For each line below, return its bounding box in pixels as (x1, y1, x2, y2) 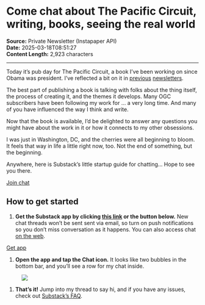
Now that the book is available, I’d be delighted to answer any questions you (6, 117, 198, 124)
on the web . (15, 232, 46, 239)
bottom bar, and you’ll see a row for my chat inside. (15, 262, 145, 270)
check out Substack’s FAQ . (15, 292, 82, 300)
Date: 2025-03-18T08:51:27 (6, 44, 77, 51)
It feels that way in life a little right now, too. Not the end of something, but (6, 142, 192, 149)
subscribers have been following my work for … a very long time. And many (6, 99, 196, 106)
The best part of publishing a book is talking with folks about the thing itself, (6, 86, 197, 93)
